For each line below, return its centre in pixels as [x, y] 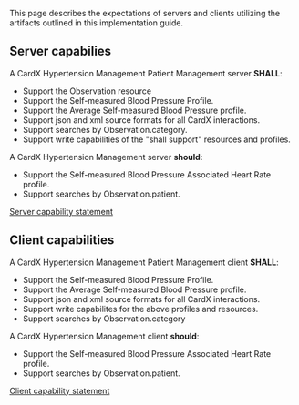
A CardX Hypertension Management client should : [104, 336]
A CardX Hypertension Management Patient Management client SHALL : [144, 262]
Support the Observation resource [87, 91]
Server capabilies [61, 51]
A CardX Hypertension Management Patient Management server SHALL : [146, 73]
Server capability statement [62, 211]
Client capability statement [60, 390]
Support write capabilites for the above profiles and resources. [140, 309]
